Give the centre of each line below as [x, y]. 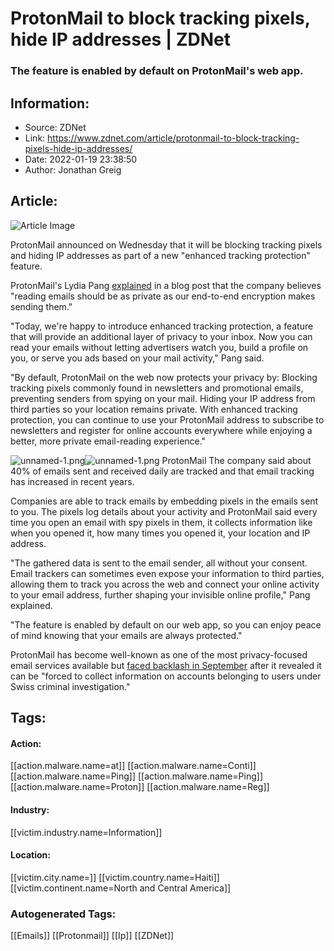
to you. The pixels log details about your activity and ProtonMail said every [164, 511]
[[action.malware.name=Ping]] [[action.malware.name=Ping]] [137, 776]
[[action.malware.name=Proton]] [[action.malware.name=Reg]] [140, 787]
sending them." [41, 306]
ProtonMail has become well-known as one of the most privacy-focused [159, 654]
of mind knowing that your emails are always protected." [126, 635]
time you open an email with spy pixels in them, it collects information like [161, 522]
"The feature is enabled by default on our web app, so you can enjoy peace [166, 624]
